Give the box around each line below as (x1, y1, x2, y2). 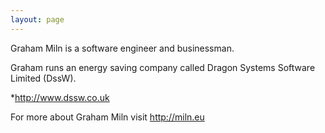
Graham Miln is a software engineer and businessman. (10, 42, 235, 54)
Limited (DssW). (10, 72, 77, 84)
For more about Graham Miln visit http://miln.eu (10, 111, 205, 123)
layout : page (10, 14, 65, 25)
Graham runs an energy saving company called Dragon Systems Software (10, 61, 316, 73)
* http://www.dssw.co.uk (10, 91, 110, 103)
